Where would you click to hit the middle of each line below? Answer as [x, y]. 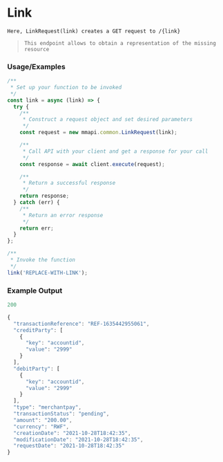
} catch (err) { [37, 203]
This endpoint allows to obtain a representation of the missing [120, 43]
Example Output [35, 290]
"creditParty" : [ [38, 330]
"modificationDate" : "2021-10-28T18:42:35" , [78, 440]
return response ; [45, 196]
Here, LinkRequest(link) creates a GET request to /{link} [94, 31]
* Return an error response [63, 215]
